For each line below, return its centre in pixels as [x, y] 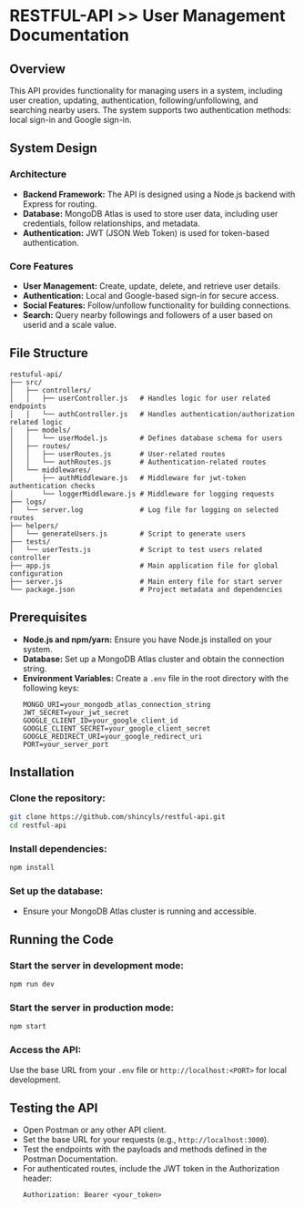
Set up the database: [56, 891]
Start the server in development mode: [97, 965]
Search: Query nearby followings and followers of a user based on [147, 314]
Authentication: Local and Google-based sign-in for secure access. [151, 295]
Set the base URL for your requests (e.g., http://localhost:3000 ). [146, 1140]
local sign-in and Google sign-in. [71, 120]
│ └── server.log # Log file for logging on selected [144, 510]
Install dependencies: [58, 848]
